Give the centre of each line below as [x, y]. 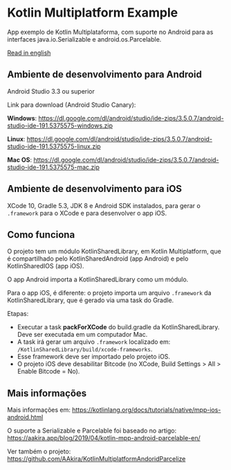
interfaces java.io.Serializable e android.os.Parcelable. [84, 39]
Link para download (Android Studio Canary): [72, 105]
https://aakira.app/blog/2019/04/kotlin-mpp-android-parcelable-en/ [104, 438]
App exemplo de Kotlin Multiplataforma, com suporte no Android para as [110, 32]
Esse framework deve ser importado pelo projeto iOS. [94, 357]
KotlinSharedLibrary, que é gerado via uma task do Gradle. [91, 300]
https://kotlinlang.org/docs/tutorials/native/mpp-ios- [146, 410]
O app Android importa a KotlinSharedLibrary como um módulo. [98, 279]
